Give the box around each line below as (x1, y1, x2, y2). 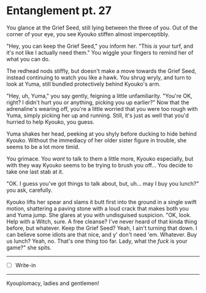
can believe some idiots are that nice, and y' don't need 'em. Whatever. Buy (6, 230, 197, 238)
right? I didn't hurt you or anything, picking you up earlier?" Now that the (6, 99, 189, 106)
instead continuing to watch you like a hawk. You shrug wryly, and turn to (6, 74, 192, 81)
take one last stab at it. (6, 168, 64, 175)
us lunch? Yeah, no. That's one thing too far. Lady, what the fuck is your (6, 237, 188, 245)
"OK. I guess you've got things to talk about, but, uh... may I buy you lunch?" (6, 180, 199, 187)
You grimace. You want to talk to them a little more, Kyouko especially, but (6, 154, 194, 162)
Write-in (15, 261, 36, 268)
